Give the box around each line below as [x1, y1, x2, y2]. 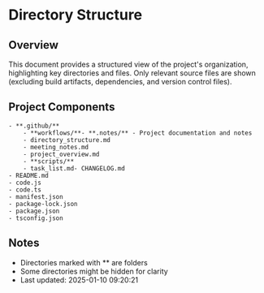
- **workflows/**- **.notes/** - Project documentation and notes [23, 128, 253, 137]
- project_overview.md [23, 150, 100, 158]
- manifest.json [8, 192, 63, 200]
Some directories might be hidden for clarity [19, 266, 168, 276]
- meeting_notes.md [23, 143, 89, 151]
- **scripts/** [23, 157, 75, 166]
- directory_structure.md [23, 136, 111, 144]
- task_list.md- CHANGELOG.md [23, 164, 126, 172]
